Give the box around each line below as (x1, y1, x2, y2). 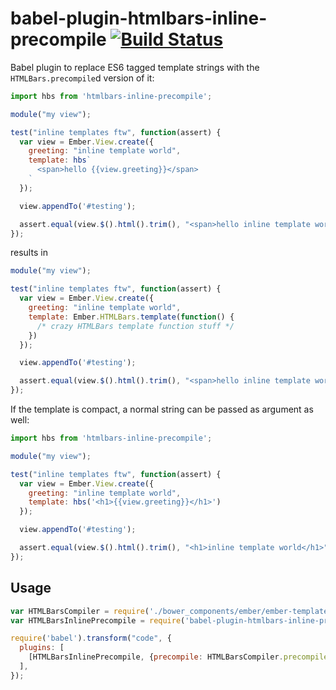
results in (10, 247, 48, 259)
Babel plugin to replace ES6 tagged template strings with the (10, 61, 260, 73)
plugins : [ (19, 643, 65, 653)
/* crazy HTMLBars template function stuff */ (36, 321, 235, 331)
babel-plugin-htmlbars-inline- (10, 7, 268, 30)
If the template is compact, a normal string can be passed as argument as (10, 403, 314, 416)
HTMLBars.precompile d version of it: (10, 72, 155, 84)
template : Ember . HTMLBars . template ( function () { (28, 312, 235, 322)
